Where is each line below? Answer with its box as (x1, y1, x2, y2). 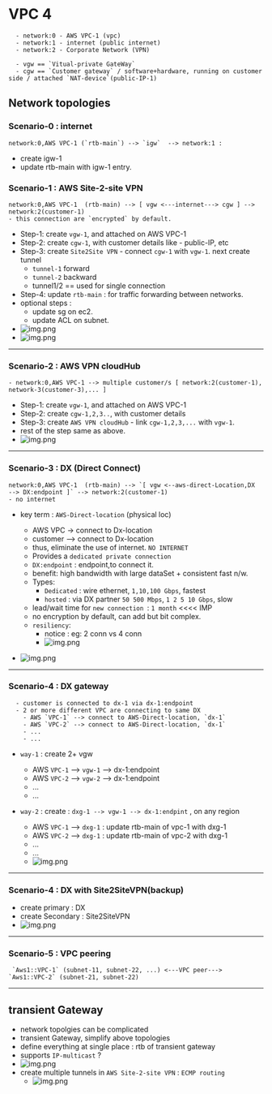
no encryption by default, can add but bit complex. (32, 611, 202, 621)
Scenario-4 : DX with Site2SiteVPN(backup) (8, 884, 185, 895)
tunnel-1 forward (32, 263, 91, 273)
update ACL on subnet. (32, 315, 109, 325)
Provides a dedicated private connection (32, 551, 172, 561)
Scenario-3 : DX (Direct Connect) (8, 463, 142, 474)
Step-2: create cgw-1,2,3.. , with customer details (19, 409, 186, 419)
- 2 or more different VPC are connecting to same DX (15, 706, 201, 714)
